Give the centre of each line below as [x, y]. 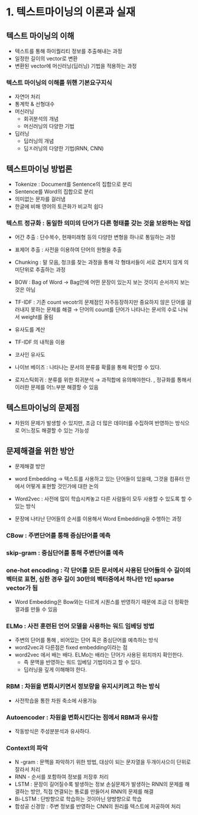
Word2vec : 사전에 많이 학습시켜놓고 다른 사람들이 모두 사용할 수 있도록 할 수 [103, 499]
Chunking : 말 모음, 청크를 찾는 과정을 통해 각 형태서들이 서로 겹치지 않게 [98, 262]
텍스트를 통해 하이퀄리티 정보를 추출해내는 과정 [68, 51]
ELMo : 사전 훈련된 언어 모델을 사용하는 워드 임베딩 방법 [80, 626]
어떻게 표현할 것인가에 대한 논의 [62, 486]
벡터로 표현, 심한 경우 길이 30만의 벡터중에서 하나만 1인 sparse [90, 579]
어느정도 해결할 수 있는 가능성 [55, 431]
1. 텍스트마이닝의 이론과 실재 [71, 12]
